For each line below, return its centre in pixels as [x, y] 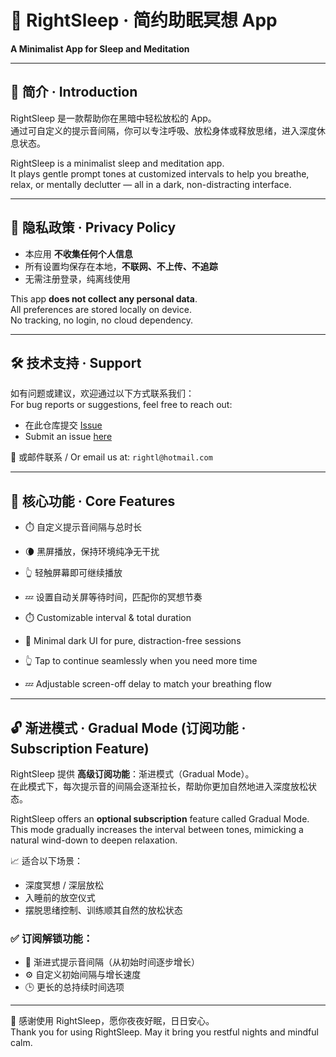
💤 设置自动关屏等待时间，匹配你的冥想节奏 [113, 597]
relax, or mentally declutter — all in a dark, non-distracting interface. [151, 184]
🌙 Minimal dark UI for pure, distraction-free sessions [133, 641]
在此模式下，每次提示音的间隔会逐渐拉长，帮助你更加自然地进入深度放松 [159, 786]
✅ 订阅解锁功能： [52, 938]
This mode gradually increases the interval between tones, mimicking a [157, 829]
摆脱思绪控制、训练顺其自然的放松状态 [103, 910]
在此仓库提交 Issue [63, 425]
